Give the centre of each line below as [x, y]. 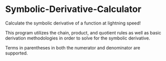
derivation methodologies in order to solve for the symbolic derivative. [78, 38]
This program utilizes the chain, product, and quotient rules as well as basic [83, 32]
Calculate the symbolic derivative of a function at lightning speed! [73, 23]
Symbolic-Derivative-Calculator [73, 9]
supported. [17, 53]
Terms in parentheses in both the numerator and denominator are [73, 47]
